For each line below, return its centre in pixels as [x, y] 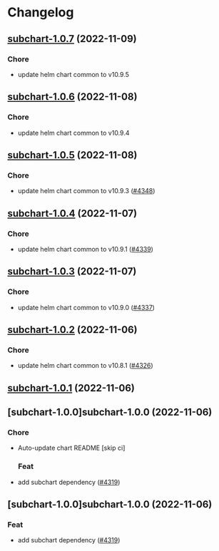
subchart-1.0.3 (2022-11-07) [72, 272]
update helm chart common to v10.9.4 [73, 133]
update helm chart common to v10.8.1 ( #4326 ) [85, 366]
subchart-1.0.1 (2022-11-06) [71, 388]
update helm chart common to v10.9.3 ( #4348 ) [86, 191]
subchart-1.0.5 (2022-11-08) [72, 155]
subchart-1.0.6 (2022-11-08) [72, 97]
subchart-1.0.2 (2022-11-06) [72, 330]
